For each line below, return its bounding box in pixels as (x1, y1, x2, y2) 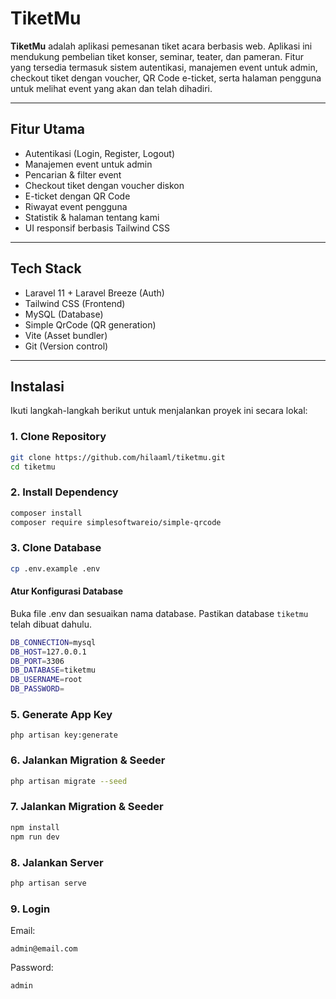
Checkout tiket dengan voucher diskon (24, 179, 185, 191)
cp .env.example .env (10, 563, 101, 574)
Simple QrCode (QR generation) (24, 318, 157, 331)
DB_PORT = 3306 (10, 656, 65, 666)
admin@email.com (10, 944, 78, 954)
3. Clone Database (10, 541, 102, 555)
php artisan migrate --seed (10, 776, 128, 786)
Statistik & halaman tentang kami (24, 211, 160, 223)
